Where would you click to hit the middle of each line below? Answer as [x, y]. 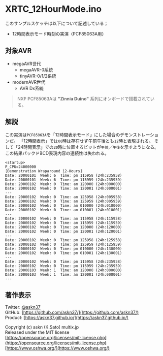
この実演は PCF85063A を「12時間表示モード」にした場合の [63, 134]
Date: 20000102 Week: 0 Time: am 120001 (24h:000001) [64, 188]
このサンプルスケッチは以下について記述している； [57, 23]
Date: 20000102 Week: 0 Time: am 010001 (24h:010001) [64, 210]
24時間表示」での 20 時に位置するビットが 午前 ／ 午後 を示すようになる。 [88, 147]
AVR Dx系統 [32, 88]
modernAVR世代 [29, 82]
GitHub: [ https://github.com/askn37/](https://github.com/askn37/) [72, 312]
